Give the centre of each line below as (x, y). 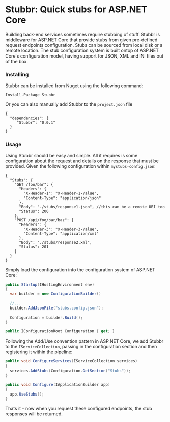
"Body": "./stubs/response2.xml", (55, 242)
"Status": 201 (34, 247)
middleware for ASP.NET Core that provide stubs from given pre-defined (81, 40)
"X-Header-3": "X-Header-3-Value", (61, 229)
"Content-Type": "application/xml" (61, 233)
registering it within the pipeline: (39, 352)
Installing (17, 74)
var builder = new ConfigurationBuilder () (55, 294)
